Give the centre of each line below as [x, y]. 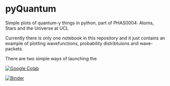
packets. [14, 49]
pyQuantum [31, 9]
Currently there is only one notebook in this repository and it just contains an [85, 38]
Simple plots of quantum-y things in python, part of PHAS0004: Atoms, [80, 23]
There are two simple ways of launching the [51, 58]
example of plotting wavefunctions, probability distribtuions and [72, 43]
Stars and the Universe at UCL [37, 28]
